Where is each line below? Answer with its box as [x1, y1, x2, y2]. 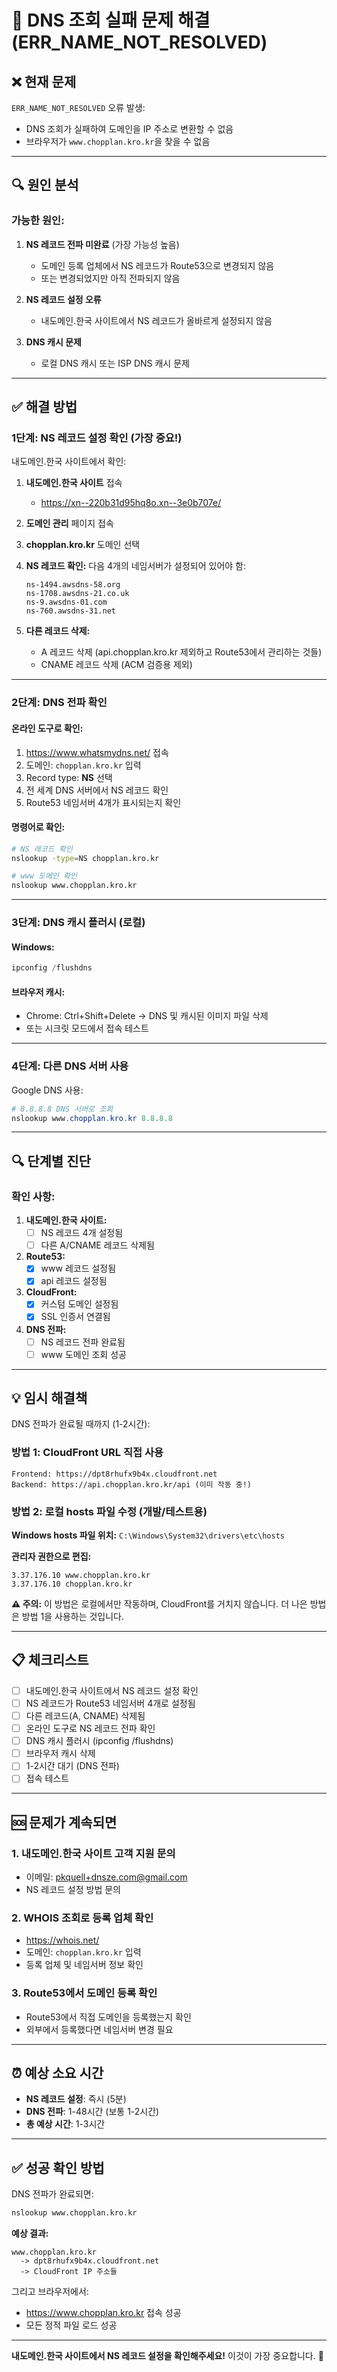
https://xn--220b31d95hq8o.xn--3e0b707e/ [40, 497, 222, 509]
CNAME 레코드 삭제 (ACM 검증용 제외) [40, 659, 193, 671]
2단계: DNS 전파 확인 [11, 696, 108, 710]
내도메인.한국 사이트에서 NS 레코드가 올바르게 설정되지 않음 [40, 314, 273, 326]
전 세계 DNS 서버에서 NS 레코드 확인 [25, 784, 169, 796]
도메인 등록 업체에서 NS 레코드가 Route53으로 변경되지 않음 [40, 259, 275, 271]
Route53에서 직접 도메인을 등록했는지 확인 [25, 2011, 192, 2023]
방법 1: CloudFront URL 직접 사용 [11, 1446, 164, 1460]
